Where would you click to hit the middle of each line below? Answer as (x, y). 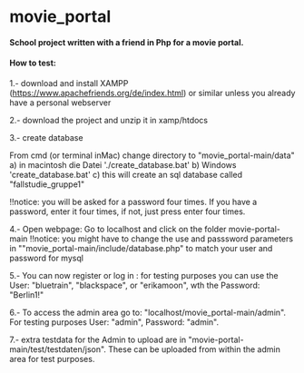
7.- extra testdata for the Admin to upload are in (98, 339)
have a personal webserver (60, 103)
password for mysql (47, 258)
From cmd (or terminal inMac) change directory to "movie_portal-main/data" (152, 155)
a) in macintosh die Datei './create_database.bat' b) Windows (123, 164)
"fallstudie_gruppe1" (47, 184)
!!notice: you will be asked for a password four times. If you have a (133, 201)
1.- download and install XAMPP (69, 83)
